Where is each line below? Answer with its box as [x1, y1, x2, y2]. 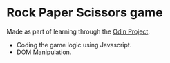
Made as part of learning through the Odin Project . [6, 27, 150, 36]
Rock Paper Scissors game [6, 5, 163, 21]
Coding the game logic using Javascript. [16, 40, 132, 49]
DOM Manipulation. [16, 48, 72, 56]
